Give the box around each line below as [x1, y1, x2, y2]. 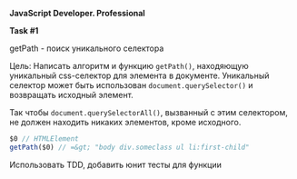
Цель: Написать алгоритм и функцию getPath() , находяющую [9, 61, 249, 71]
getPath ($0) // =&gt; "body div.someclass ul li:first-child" [9, 143, 250, 152]
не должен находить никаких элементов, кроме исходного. [9, 117, 242, 127]
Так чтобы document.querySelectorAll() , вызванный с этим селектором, [9, 107, 289, 117]
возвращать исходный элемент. [9, 90, 134, 100]
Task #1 [9, 25, 39, 35]
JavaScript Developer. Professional [9, 8, 145, 18]
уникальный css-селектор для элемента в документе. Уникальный [9, 70, 270, 81]
